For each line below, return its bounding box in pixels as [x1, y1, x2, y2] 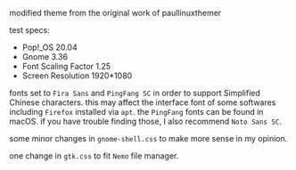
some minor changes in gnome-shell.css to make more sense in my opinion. [9, 134, 288, 143]
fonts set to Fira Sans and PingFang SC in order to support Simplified [9, 88, 261, 98]
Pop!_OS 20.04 [21, 42, 78, 53]
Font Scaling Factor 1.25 [21, 61, 111, 71]
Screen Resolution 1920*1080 [21, 70, 133, 81]
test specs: [9, 25, 51, 35]
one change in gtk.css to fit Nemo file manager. [9, 150, 179, 161]
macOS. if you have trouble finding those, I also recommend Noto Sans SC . [9, 116, 283, 126]
